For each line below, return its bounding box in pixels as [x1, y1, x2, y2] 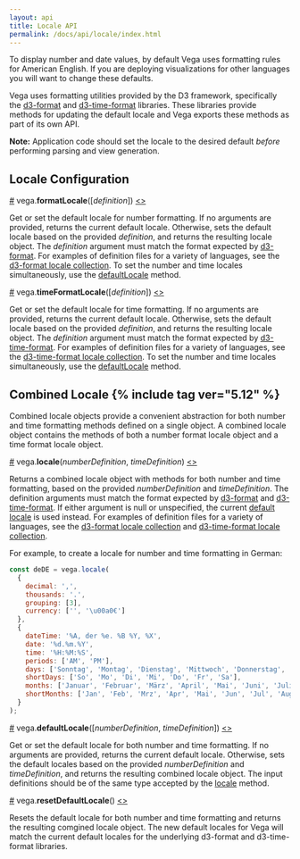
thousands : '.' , [25, 590, 87, 599]
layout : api [9, 13, 54, 22]
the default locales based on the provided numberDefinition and [9, 758, 245, 769]
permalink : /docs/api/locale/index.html [9, 29, 162, 38]
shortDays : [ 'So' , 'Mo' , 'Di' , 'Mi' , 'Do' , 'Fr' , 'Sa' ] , [25, 673, 242, 682]
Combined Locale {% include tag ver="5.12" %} [9, 387, 280, 402]
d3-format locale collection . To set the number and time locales [9, 260, 243, 271]
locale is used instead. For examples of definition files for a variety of [9, 512, 263, 522]
